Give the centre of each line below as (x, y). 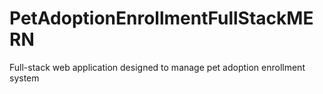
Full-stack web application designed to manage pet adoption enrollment (157, 67)
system (24, 78)
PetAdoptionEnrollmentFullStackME (161, 18)
